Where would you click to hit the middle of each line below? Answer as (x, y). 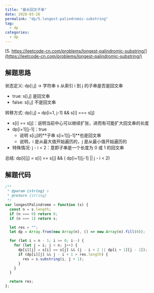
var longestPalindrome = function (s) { (47, 205)
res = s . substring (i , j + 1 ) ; (53, 259)
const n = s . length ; (30, 209)
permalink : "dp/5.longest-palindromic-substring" (57, 19)
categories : (17, 32)
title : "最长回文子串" (26, 10)
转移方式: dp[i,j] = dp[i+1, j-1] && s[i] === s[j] (50, 112)
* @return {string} (27, 196)
